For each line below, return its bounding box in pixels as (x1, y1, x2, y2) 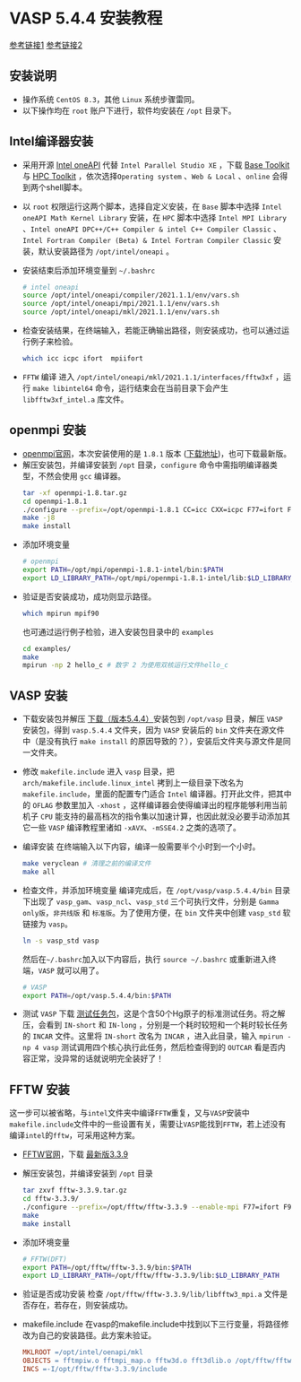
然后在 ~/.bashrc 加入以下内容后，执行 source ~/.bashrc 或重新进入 (21, 953, 269, 964)
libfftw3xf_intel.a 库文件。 (21, 394, 129, 404)
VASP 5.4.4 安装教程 (9, 8, 163, 29)
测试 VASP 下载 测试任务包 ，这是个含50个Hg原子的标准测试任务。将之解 (21, 1008, 286, 1019)
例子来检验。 (30, 336, 78, 347)
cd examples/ (21, 644, 72, 653)
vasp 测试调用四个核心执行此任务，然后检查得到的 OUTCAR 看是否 (42, 1042, 278, 1053)
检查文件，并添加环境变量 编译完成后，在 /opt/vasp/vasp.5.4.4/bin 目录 (21, 884, 291, 895)
